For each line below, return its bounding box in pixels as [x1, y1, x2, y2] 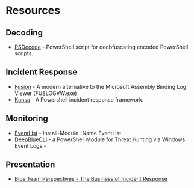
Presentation [5, 160, 55, 170]
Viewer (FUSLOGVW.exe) [14, 89, 77, 97]
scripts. [14, 50, 34, 57]
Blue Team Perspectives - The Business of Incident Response [14, 175, 168, 183]
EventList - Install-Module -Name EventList [14, 129, 122, 136]
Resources [5, 4, 61, 17]
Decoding [5, 28, 43, 38]
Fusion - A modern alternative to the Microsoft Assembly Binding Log [14, 83, 187, 90]
